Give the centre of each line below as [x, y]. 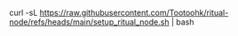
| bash [182, 22]
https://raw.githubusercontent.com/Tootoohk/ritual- [134, 13]
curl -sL [24, 13]
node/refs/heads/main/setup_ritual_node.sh [89, 22]
